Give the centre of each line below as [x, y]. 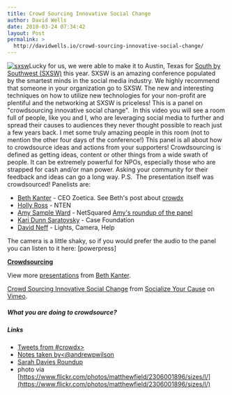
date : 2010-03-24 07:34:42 [46, 26]
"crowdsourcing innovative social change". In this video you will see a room [116, 110]
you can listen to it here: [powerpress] [62, 248]
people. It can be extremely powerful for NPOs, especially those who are [111, 162]
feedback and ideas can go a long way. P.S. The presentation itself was [110, 177]
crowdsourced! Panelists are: [49, 184]
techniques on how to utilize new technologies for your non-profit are [107, 95]
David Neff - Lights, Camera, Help [66, 227]
